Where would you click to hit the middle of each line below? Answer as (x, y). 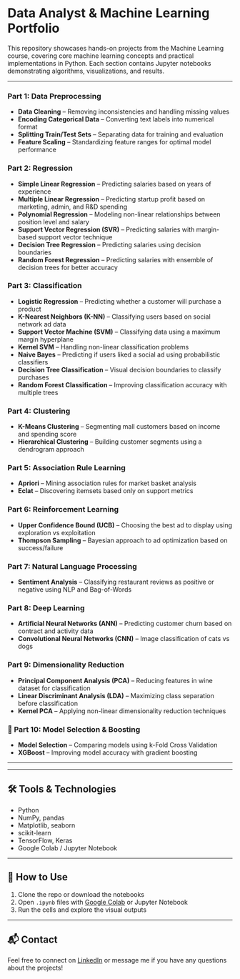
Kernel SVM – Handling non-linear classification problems (103, 347)
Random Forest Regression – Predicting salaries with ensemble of (115, 259)
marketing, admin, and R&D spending (72, 207)
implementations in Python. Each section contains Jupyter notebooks (109, 63)
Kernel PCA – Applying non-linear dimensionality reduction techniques (122, 711)
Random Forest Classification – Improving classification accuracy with (122, 384)
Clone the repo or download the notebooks (81, 894)
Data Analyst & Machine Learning (109, 13)
